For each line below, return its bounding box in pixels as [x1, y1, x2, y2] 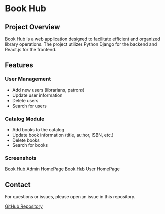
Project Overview [5, 23, 60, 31]
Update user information [12, 92, 63, 98]
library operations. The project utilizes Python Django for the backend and [5, 41, 157, 47]
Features [5, 61, 33, 70]
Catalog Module [5, 115, 45, 122]
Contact [5, 180, 31, 189]
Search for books [12, 142, 48, 148]
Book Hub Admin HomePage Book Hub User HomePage [5, 166, 120, 172]
